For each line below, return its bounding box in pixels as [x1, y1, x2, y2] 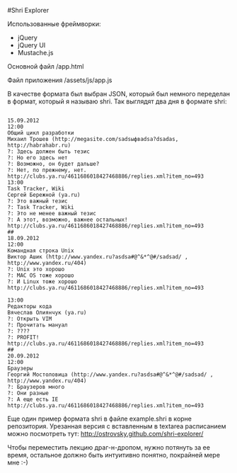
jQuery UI [17, 41, 46, 49]
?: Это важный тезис [7, 198, 69, 205]
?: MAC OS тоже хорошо [7, 272, 74, 279]
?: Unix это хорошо [7, 266, 65, 273]
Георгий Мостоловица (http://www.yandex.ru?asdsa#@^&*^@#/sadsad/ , [7, 371, 214, 378]
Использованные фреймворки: [7, 20, 101, 28]
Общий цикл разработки [7, 130, 74, 137]
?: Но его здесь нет [7, 154, 69, 161]
